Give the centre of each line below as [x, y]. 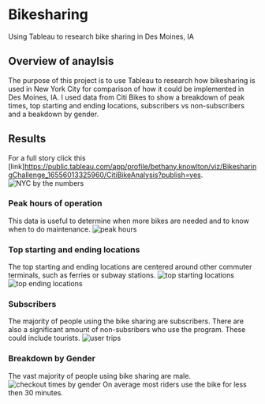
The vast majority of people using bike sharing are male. [100, 376]
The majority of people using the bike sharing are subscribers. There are [126, 321]
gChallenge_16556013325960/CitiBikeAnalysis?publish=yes [105, 175]
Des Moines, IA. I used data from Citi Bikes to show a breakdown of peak [127, 97]
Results [27, 139]
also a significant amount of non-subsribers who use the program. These [127, 330]
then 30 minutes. [35, 392]
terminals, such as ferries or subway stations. [82, 275]
